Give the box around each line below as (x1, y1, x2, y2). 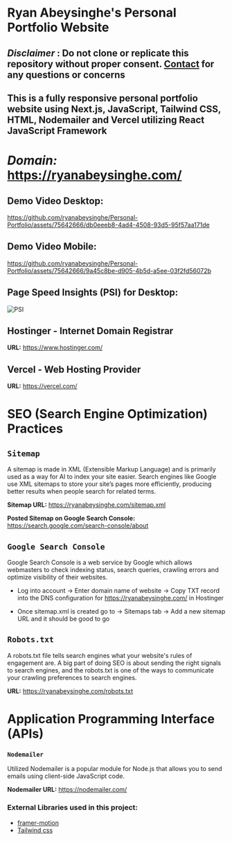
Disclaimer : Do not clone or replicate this (7, 47, 189, 59)
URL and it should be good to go (17, 615, 110, 623)
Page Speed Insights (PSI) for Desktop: (7, 286, 179, 299)
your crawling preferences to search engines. (7, 673, 137, 682)
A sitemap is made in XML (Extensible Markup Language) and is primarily (7, 465, 216, 474)
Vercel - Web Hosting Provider (7, 363, 141, 375)
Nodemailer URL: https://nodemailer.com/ (7, 786, 127, 794)
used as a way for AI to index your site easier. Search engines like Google (7, 473, 217, 481)
